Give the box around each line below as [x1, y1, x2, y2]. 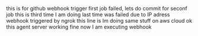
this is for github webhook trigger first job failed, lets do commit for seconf [6, 5, 188, 12]
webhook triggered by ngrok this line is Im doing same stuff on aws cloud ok [6, 17, 193, 24]
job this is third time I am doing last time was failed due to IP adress [6, 11, 170, 18]
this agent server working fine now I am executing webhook [6, 23, 152, 30]
